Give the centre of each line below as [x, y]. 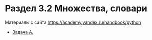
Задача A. [23, 32]
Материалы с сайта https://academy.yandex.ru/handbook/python [73, 22]
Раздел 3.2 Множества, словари [76, 9]
